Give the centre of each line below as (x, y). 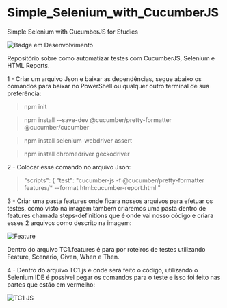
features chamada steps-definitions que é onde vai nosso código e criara (110, 215)
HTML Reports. (28, 65)
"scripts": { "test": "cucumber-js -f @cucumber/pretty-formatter (114, 180)
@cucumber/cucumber (56, 127)
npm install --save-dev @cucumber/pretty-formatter (98, 120)
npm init (35, 106)
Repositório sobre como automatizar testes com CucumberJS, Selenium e (111, 58)
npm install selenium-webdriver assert (78, 140)
